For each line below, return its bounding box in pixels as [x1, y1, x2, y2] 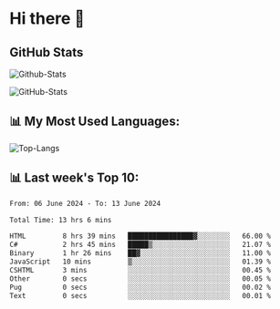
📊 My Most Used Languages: [9, 114, 181, 129]
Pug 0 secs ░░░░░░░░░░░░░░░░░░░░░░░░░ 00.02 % [9, 283, 272, 292]
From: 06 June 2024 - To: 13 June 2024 [9, 199, 161, 208]
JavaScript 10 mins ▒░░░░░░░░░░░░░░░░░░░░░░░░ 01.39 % [9, 257, 272, 266]
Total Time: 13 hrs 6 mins [9, 215, 112, 224]
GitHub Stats [9, 45, 84, 60]
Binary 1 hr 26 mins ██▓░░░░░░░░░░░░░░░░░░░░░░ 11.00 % [9, 249, 272, 258]
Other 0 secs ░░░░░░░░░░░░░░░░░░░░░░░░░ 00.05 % [9, 273, 272, 283]
